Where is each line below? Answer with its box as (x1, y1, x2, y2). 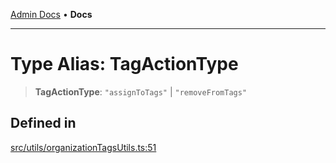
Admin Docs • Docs (10, 9, 93, 20)
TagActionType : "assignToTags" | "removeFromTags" (34, 85, 248, 98)
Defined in (10, 115, 77, 132)
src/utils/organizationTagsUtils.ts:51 (10, 141, 157, 153)
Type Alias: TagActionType (10, 53, 239, 76)
